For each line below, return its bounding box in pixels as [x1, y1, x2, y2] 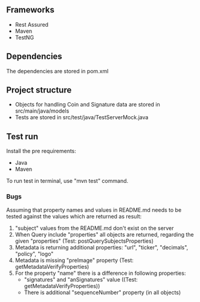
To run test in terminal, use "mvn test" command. [6, 177, 129, 185]
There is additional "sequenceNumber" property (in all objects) [24, 289, 181, 296]
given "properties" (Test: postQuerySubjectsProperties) [15, 237, 154, 245]
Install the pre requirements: [6, 148, 77, 155]
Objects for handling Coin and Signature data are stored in [15, 101, 160, 108]
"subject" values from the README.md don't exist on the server [15, 224, 174, 232]
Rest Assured [15, 21, 49, 28]
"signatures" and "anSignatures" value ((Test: [24, 275, 138, 283]
